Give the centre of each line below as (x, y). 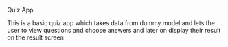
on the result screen (35, 37)
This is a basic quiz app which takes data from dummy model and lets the (111, 23)
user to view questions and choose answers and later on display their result (114, 30)
